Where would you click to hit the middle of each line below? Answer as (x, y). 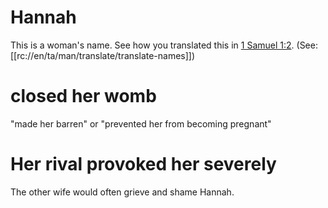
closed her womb (83, 96)
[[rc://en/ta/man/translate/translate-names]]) (103, 55)
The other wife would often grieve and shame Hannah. (122, 192)
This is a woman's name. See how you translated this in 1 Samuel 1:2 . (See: (164, 45)
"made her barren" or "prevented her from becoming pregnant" (141, 123)
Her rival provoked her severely (143, 164)
